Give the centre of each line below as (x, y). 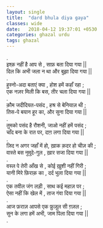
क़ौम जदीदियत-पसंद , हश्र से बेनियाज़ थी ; (46, 105)
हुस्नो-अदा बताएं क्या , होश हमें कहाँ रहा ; (45, 85)
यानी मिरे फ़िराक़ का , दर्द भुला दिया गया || (46, 173)
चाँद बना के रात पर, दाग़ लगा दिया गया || (45, 132)
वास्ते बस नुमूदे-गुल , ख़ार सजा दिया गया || (47, 153)
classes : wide (25, 23)
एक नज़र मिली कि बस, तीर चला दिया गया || (48, 92)
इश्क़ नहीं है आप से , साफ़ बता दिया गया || (47, 64)
